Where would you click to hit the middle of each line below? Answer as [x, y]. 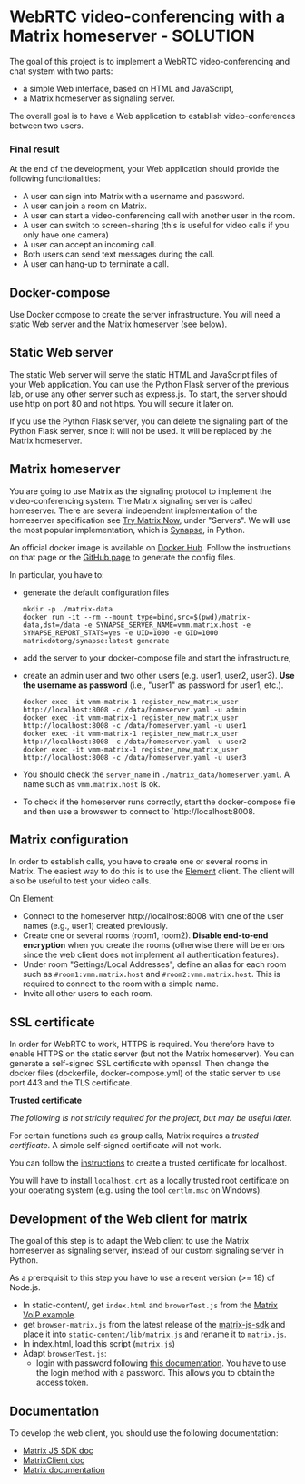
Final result [35, 149]
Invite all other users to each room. [88, 994]
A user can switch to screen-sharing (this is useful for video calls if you [156, 226]
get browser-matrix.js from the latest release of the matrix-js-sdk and [154, 1325]
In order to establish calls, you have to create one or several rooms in [138, 862]
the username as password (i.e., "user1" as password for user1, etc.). [153, 685]
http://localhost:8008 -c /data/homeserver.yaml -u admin [134, 710]
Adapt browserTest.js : [64, 1354]
